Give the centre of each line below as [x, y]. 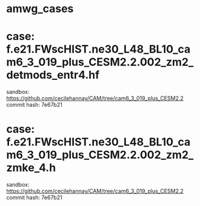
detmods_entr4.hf [53, 75]
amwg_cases [40, 9]
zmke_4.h [31, 168]
